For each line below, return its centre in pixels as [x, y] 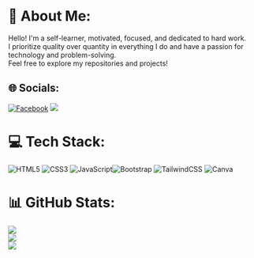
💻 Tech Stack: [57, 141]
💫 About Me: [50, 16]
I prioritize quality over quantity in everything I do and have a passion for [126, 46]
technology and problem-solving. [62, 55]
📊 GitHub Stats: [62, 202]
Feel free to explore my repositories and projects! [88, 63]
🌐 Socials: [34, 88]
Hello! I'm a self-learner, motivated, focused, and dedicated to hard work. [127, 38]
